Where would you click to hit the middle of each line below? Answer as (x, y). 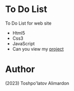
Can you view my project (38, 49)
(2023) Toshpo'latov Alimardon (37, 83)
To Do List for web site (28, 23)
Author (20, 69)
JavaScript (23, 43)
